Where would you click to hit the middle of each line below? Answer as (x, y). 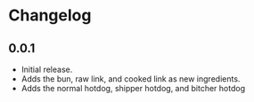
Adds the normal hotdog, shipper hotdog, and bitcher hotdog (133, 88)
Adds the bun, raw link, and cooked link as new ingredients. (131, 79)
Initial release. (47, 69)
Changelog (50, 16)
